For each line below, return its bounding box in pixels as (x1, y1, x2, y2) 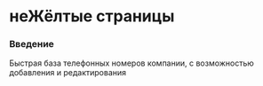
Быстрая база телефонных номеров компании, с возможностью (9, 58, 255, 68)
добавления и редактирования (9, 67, 127, 78)
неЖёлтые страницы (9, 6, 175, 27)
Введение (9, 38, 55, 51)
